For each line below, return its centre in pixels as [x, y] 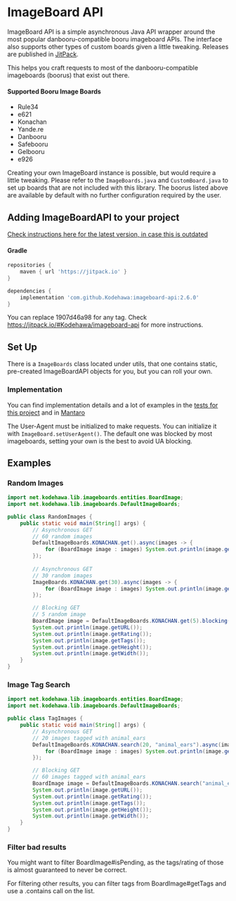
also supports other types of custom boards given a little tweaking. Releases [118, 46]
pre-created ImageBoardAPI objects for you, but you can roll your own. [110, 371]
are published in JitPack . [43, 54]
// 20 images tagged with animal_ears [89, 738]
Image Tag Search [39, 685]
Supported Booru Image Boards [54, 91]
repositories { [29, 265]
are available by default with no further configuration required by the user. [114, 195]
